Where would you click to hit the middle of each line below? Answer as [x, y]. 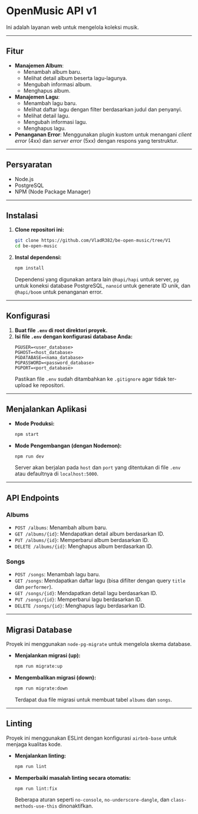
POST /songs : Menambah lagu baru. [57, 575]
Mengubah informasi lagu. [55, 122]
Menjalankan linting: [40, 756]
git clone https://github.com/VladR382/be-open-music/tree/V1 [93, 241]
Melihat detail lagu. [46, 116]
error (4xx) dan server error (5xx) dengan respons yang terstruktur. [96, 140]
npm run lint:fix [36, 789]
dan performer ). [34, 587]
